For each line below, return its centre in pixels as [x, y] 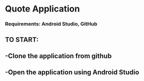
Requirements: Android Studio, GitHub [51, 24]
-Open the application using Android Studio [72, 73]
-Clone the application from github [58, 56]
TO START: [22, 40]
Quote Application [42, 9]
